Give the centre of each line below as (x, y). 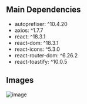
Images (20, 80)
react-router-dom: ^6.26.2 (46, 55)
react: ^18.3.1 (30, 36)
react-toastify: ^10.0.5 (41, 61)
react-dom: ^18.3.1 (36, 43)
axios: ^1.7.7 (29, 30)
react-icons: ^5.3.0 (37, 49)
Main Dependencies (43, 10)
